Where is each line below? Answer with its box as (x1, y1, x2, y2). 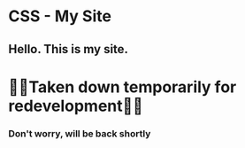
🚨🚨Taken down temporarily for (8, 77, 237, 97)
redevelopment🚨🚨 (8, 96, 143, 116)
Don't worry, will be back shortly (8, 127, 151, 139)
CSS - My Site (8, 6, 112, 27)
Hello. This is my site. (8, 42, 129, 57)
